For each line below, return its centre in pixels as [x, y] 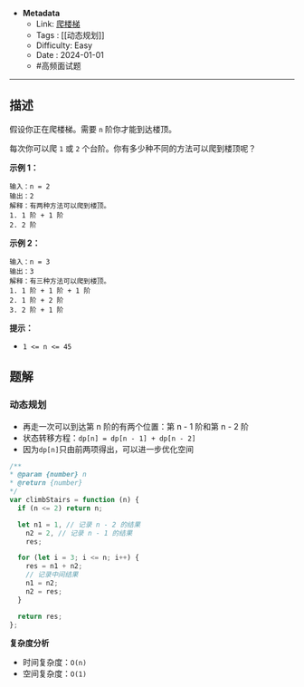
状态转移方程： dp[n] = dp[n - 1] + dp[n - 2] [109, 438]
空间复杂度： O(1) [55, 673]
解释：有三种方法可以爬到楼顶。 [60, 281]
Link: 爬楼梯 [58, 24]
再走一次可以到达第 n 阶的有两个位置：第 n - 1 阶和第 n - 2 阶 [136, 426]
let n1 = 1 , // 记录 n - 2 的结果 [79, 525]
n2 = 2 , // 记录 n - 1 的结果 [79, 533]
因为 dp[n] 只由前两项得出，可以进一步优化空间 [108, 449]
